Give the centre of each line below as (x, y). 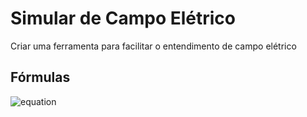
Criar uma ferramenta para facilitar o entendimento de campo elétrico (153, 46)
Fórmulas (40, 77)
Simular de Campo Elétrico (123, 18)
